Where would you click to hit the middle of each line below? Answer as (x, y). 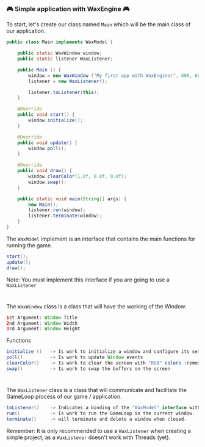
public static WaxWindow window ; (60, 53)
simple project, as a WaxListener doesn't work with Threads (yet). (88, 437)
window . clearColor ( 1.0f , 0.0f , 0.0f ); (77, 176)
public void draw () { (45, 171)
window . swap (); (48, 182)
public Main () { (39, 70)
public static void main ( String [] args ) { (72, 199)
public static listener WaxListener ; (65, 59)
